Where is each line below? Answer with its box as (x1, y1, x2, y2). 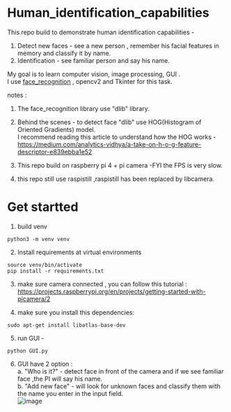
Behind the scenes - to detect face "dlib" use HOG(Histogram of (17, 117, 202, 126)
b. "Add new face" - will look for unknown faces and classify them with (17, 382, 221, 390)
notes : (7, 91, 27, 99)
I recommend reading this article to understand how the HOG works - (17, 133, 216, 141)
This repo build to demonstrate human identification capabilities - (7, 28, 195, 36)
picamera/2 (17, 295, 51, 303)
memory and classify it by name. (17, 49, 111, 57)
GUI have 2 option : (17, 360, 73, 368)
